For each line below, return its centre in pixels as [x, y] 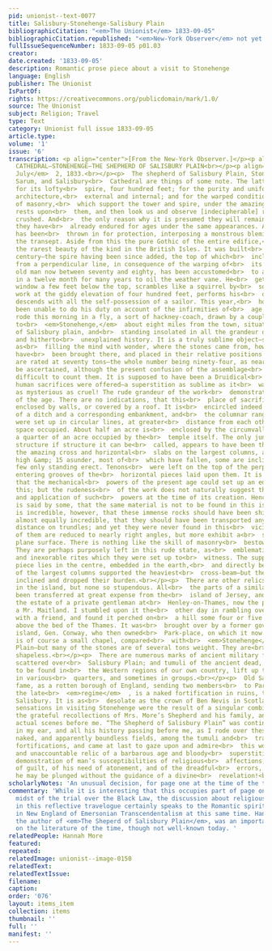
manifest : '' [30, 934]
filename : [25, 881]
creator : [23, 53]
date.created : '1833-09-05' [56, 62]
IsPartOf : [25, 91]
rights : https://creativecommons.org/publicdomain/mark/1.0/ [114, 99]
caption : [23, 889]
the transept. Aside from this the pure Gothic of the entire [123, 242]
